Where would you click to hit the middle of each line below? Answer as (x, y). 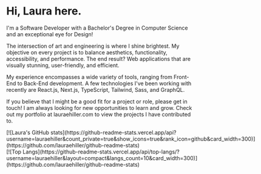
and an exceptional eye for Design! (50, 34)
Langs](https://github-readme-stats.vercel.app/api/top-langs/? (101, 152)
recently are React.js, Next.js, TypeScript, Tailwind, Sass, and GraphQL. (96, 89)
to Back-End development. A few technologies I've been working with (104, 83)
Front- (181, 77)
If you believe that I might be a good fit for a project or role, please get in (97, 101)
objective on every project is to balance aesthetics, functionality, (87, 52)
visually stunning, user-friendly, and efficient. (63, 65)
